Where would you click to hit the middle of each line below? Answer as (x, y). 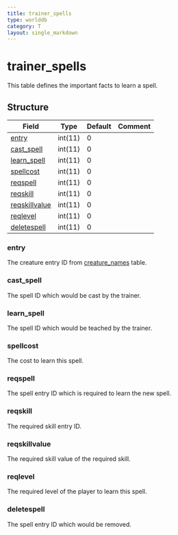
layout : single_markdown (42, 33)
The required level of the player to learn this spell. (77, 492)
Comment (135, 126)
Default (99, 126)
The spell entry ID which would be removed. (69, 524)
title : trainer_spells (39, 13)
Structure (28, 107)
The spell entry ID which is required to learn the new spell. (89, 393)
